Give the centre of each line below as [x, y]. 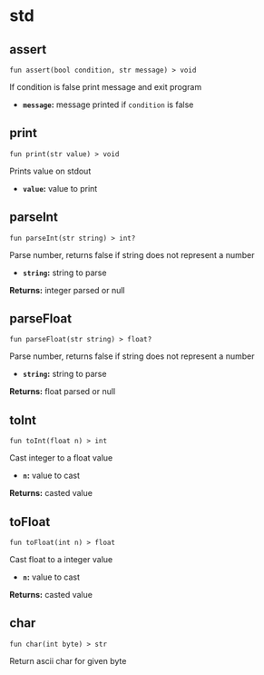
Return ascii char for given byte [68, 660]
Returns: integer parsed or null [67, 290]
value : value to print [60, 188]
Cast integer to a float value [61, 458]
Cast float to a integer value [61, 560]
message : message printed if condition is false [108, 104]
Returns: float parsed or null [63, 392]
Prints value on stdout [50, 171]
